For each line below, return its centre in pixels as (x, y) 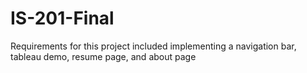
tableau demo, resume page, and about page (103, 56)
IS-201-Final (62, 18)
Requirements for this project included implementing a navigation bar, (153, 46)
